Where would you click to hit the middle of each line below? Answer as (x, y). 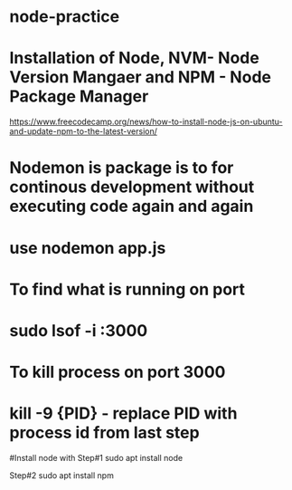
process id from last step (105, 433)
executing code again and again (132, 207)
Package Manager (79, 96)
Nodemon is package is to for (122, 168)
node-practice (65, 17)
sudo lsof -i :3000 (79, 330)
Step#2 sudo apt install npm (62, 476)
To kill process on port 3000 (118, 372)
